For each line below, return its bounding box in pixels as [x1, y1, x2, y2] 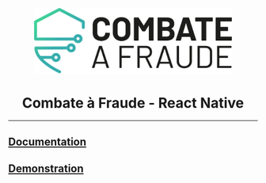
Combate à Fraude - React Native [21, 93, 245, 112]
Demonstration [8, 162, 85, 176]
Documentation [8, 135, 87, 148]
